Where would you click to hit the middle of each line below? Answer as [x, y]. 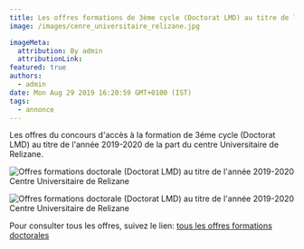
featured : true [38, 68]
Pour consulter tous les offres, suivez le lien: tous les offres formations [141, 226]
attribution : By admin [60, 51]
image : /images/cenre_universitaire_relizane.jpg [105, 26]
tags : [19, 101]
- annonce [36, 109]
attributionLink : [50, 60]
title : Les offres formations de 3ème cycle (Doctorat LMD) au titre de [149, 18]
